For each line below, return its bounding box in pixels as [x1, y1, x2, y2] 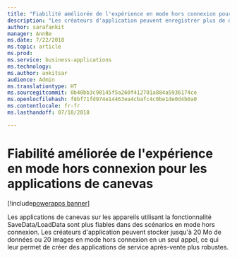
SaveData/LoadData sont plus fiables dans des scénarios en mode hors [7, 220, 215, 228]
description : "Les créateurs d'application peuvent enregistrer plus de [7, 17, 226, 24]
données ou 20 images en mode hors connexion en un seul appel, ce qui [7, 235, 219, 244]
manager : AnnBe [7, 30, 52, 37]
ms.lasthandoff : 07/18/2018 [7, 109, 90, 116]
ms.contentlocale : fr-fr [7, 102, 80, 110]
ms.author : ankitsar [7, 69, 68, 76]
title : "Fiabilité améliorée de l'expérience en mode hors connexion [7, 10, 217, 18]
